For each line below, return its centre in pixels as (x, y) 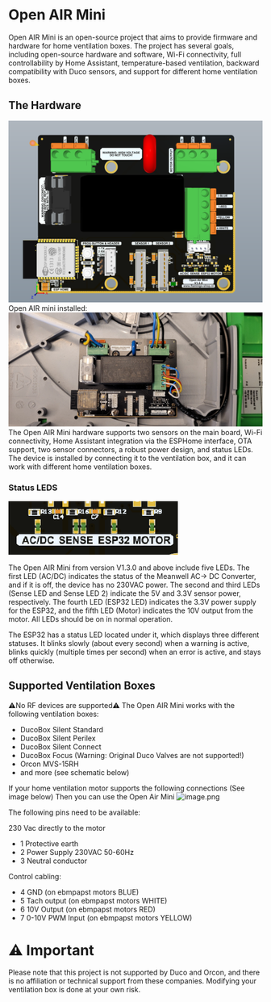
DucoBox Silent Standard (61, 729)
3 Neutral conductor (54, 861)
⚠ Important (51, 950)
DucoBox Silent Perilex (58, 738)
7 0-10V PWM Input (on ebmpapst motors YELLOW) (106, 917)
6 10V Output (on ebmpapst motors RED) (88, 909)
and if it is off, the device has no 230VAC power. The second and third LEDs (134, 585)
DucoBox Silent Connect (61, 746)
